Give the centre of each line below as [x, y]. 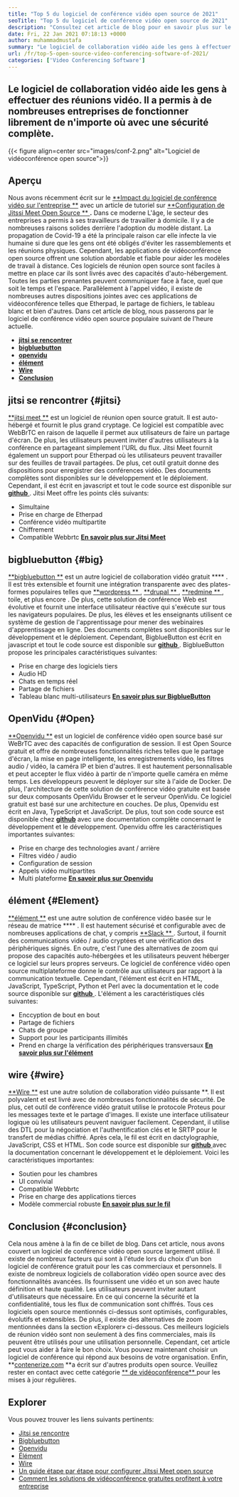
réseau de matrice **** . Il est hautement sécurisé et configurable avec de [117, 925]
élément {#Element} [54, 901]
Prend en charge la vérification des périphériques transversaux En [116, 1045]
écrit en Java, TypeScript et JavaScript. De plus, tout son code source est [116, 811]
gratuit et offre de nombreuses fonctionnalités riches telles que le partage [116, 751]
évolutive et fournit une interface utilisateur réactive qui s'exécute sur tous [117, 607]
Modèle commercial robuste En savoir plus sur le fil [94, 1204]
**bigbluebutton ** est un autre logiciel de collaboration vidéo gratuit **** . [118, 577]
